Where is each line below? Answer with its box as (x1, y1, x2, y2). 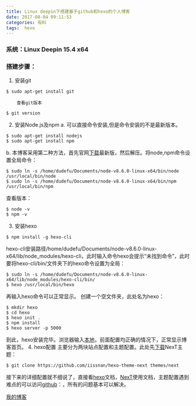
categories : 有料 (6, 19, 47, 25)
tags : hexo (6, 25, 35, 31)
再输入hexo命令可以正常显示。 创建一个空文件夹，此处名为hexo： (6, 293, 164, 300)
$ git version (6, 110, 41, 116)
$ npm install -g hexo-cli (6, 234, 72, 241)
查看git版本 (16, 100, 42, 106)
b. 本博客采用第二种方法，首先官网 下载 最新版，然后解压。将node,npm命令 (6, 149, 185, 156)
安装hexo (14, 222, 37, 229)
